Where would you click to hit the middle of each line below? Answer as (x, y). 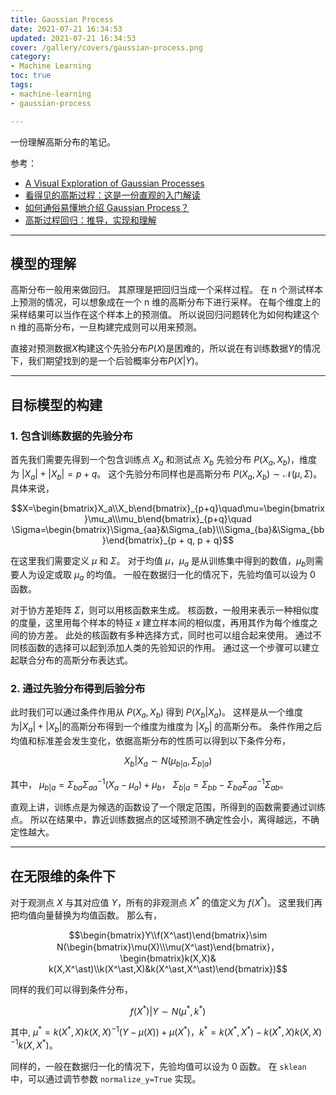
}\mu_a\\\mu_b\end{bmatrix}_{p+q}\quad (168, 518)
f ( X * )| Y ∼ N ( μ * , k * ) (168, 1010)
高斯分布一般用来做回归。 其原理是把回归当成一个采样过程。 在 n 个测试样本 (167, 290)
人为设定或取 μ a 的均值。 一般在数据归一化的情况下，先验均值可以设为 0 (167, 576)
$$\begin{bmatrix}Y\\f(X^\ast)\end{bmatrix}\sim (168, 935)
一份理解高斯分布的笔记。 (63, 142)
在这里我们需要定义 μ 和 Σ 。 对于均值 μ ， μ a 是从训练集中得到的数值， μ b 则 (162, 561)
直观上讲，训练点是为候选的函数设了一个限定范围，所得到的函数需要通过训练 (168, 807)
